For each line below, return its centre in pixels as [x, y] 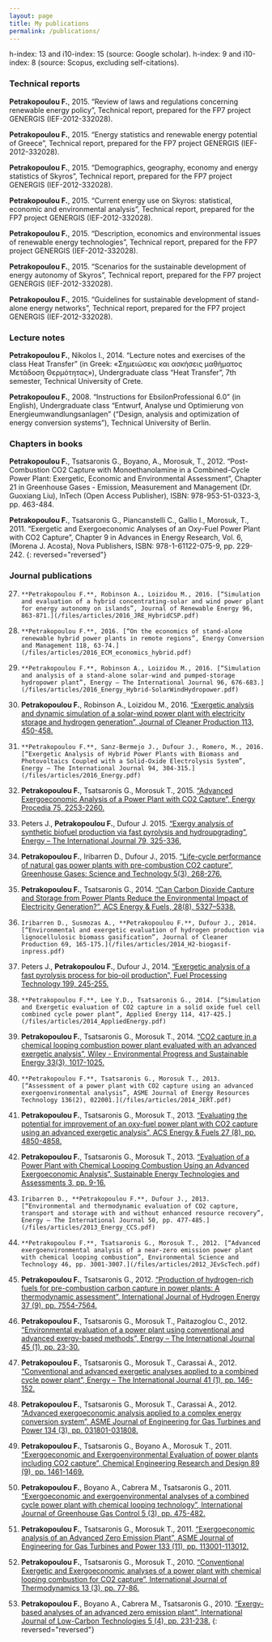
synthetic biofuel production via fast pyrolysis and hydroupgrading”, [134, 832]
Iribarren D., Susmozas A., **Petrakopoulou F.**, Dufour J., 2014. [139, 923]
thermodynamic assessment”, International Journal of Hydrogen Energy [140, 1296]
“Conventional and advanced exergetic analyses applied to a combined [140, 1371]
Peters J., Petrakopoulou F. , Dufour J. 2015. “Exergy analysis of [127, 823]
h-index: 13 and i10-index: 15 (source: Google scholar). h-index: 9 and [125, 54]
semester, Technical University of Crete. [76, 381]
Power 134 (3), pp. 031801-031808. [79, 1430]
